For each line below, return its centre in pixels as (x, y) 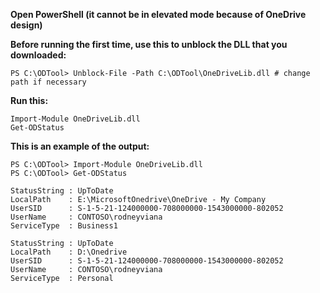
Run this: (29, 100)
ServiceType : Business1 (64, 226)
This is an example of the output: (80, 146)
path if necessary (48, 82)
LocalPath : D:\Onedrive (69, 252)
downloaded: (38, 55)
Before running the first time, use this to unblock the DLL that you (149, 44)
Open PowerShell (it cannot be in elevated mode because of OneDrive (158, 14)
